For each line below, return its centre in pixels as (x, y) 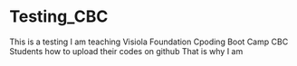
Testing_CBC (59, 17)
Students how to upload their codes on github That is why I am (126, 51)
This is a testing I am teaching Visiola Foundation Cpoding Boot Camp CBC (149, 42)
